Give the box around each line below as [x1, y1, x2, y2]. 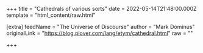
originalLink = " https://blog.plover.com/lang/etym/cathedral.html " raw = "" [6, 30, 193, 37]
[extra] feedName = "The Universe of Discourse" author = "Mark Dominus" [6, 23, 195, 30]
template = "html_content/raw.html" [6, 11, 96, 19]
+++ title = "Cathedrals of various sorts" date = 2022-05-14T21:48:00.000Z [6, 5, 197, 12]
